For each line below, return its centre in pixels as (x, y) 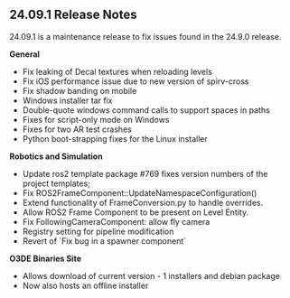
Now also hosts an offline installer (85, 285)
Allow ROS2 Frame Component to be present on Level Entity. (136, 212)
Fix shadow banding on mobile (80, 90)
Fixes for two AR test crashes (77, 129)
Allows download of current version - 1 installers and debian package (151, 275)
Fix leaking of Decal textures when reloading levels (117, 71)
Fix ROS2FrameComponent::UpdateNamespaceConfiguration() (140, 192)
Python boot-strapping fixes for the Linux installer (115, 138)
